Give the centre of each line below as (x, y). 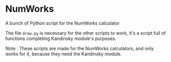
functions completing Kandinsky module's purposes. (61, 38)
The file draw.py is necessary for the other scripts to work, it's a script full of (86, 33)
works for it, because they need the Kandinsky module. (63, 54)
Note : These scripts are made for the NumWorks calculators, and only (80, 48)
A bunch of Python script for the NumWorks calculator (62, 23)
